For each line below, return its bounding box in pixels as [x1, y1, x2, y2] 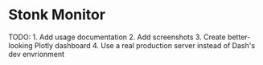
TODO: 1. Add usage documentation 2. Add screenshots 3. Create [8, 32, 227, 42]
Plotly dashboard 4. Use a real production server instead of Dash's [35, 40, 256, 50]
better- [228, 32, 251, 42]
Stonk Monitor [8, 6, 106, 24]
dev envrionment [8, 49, 65, 59]
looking [8, 40, 34, 50]
